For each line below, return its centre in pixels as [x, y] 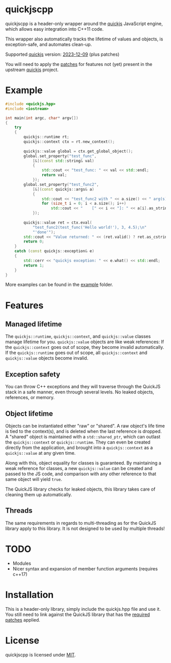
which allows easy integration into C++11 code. [54, 29]
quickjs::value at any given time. [40, 453]
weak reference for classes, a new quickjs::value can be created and [79, 468]
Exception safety [33, 374]
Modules [22, 563]
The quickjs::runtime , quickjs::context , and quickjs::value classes [78, 337]
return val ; [54, 175]
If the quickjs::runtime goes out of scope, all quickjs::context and [76, 353]
